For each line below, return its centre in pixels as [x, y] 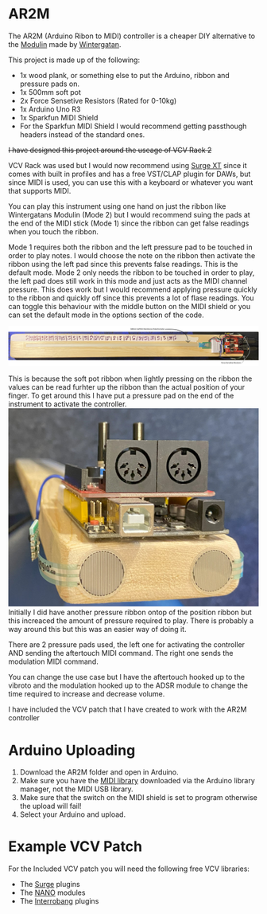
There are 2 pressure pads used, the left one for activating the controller [126, 645]
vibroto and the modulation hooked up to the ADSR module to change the [128, 685]
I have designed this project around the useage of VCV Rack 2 [110, 150]
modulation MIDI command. [54, 661]
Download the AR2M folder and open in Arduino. [99, 772]
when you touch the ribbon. [54, 231]
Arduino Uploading [72, 750]
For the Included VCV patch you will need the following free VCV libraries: [129, 869]
